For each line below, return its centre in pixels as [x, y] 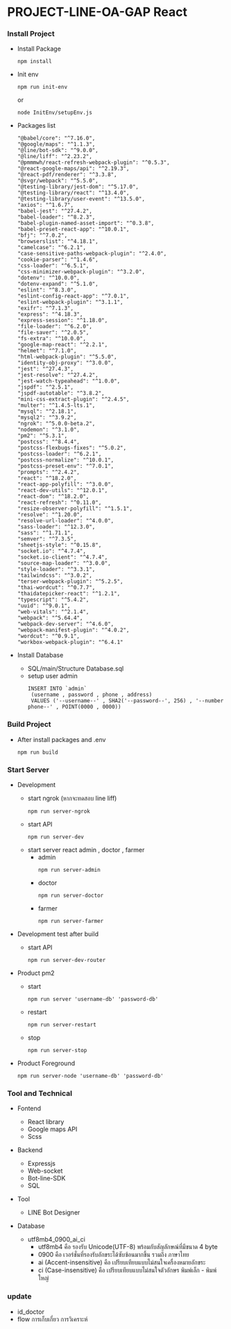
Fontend [29, 1108]
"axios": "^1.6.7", [45, 205]
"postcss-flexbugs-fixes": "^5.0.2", [72, 448]
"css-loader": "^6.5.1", [53, 266]
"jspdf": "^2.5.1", [45, 387]
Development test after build [58, 934]
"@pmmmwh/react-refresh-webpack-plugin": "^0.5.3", [93, 163]
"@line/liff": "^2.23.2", [54, 157]
